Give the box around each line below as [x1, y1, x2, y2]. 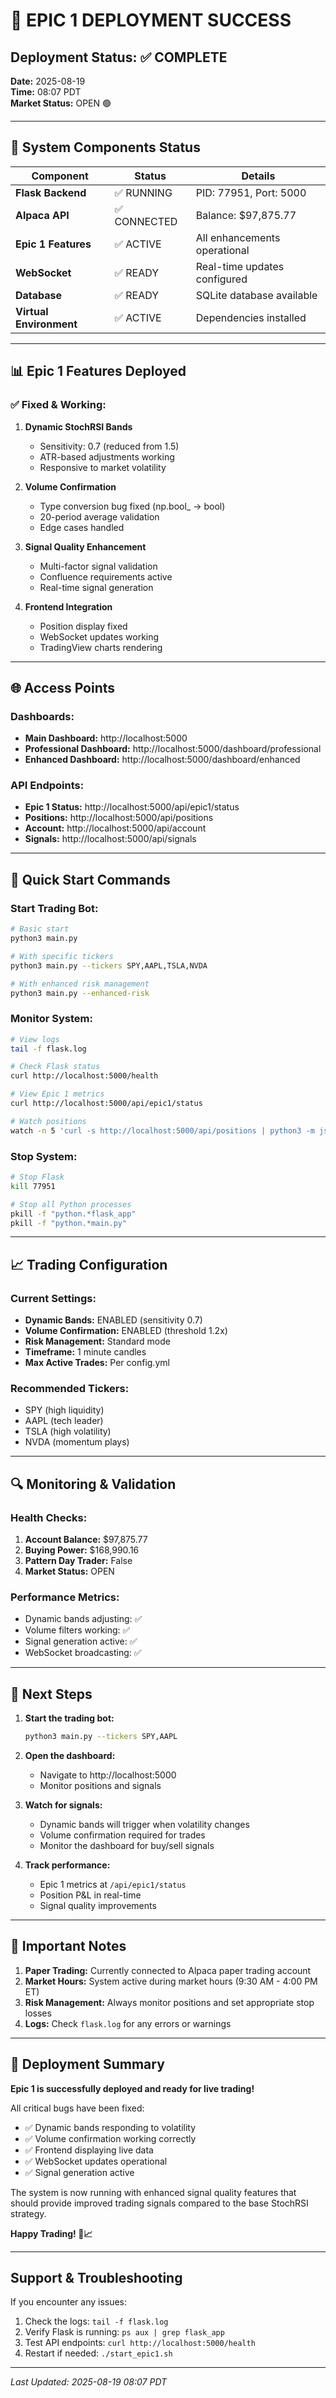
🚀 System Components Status [10, 139, 201, 156]
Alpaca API [15, 208, 70, 222]
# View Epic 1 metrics [10, 1089, 105, 1099]
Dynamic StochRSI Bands [24, 420, 133, 433]
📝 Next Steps [10, 1685, 93, 1703]
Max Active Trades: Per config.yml [24, 1357, 170, 1369]
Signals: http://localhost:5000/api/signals [24, 833, 197, 845]
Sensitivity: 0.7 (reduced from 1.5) [39, 440, 180, 452]
